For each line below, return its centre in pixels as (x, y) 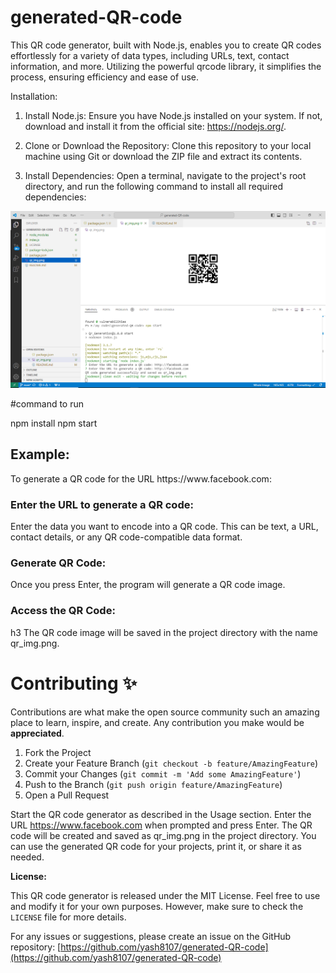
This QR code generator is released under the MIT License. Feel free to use (165, 895)
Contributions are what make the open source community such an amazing (165, 712)
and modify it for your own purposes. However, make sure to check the (157, 906)
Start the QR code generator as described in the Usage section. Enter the (161, 814)
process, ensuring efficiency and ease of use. (104, 77)
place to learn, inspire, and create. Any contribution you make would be (157, 722)
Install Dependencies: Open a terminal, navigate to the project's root (165, 175)
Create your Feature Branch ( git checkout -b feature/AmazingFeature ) (171, 763)
